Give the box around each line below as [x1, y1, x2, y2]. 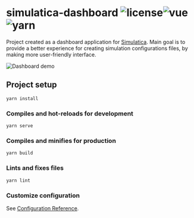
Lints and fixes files [6, 164, 64, 172]
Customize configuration [6, 191, 80, 200]
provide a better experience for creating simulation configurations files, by [6, 45, 189, 52]
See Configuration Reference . [6, 204, 79, 211]
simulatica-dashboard [6, 6, 118, 20]
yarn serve [6, 123, 33, 129]
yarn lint [6, 177, 31, 183]
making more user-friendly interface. [6, 51, 96, 58]
